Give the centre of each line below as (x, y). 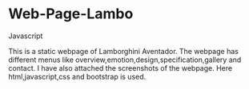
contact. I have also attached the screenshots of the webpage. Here (120, 68)
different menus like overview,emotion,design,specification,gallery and (125, 60)
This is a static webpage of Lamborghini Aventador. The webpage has (123, 51)
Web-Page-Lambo (71, 14)
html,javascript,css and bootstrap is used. (77, 76)
